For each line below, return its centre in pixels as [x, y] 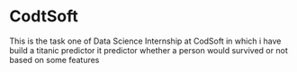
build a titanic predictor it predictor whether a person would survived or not [148, 50]
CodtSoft [44, 16]
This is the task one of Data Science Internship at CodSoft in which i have [145, 41]
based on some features [54, 60]
